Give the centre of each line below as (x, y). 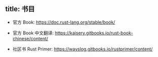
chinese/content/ (30, 38)
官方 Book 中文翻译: (33, 33)
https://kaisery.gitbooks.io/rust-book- (94, 33)
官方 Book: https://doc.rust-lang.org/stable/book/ (64, 22)
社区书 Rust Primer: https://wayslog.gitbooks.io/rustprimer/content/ (83, 49)
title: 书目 (20, 9)
